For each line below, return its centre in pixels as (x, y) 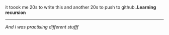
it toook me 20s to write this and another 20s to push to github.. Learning (81, 7)
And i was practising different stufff (42, 27)
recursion (16, 12)
